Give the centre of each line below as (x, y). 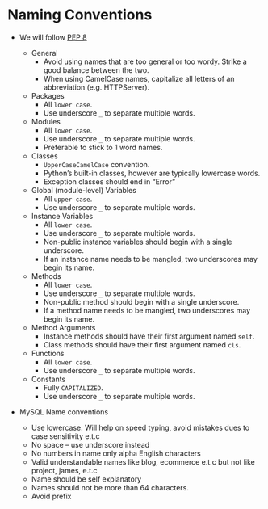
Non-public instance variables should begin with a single (138, 242)
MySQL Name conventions (64, 412)
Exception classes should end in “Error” (109, 181)
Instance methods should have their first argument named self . (149, 336)
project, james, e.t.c (64, 470)
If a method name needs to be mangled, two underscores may (147, 310)
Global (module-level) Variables (84, 190)
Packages (48, 95)
